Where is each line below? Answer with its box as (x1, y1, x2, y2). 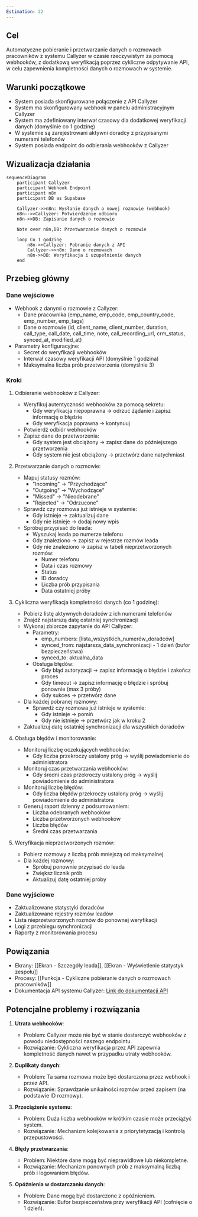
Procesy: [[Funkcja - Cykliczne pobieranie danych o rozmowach (14, 975, 171, 982)
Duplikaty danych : (14, 1061, 61, 1069)
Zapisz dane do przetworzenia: (23, 432, 99, 439)
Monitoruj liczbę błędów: (23, 784, 84, 791)
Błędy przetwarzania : (14, 1145, 69, 1152)
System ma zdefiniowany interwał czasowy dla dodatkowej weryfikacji (14, 116, 186, 124)
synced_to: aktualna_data (41, 654, 103, 661)
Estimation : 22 (6, 8, 44, 15)
